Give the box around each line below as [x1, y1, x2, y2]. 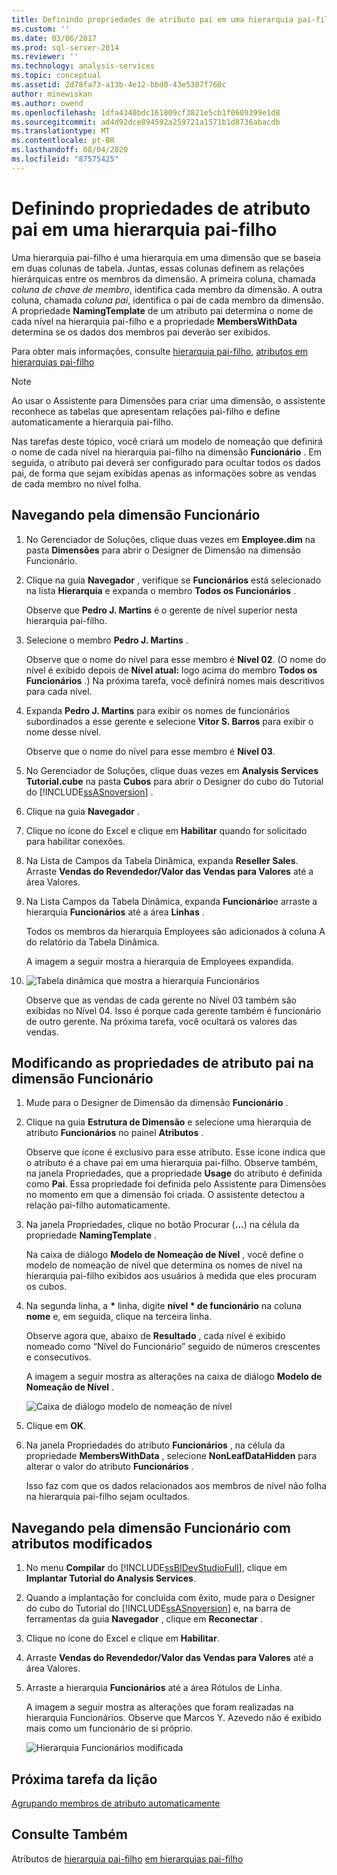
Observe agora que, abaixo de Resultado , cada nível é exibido [25, 1330, 286, 1342]
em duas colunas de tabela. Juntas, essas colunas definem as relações [11, 262, 305, 274]
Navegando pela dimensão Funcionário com [11, 1519, 291, 1536]
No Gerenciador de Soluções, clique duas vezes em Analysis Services [25, 764, 319, 776]
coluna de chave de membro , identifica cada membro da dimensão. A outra [11, 283, 323, 295]
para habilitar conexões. [25, 835, 126, 847]
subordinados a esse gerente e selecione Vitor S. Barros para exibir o [25, 715, 314, 727]
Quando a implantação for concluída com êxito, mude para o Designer [25, 1592, 316, 1604]
